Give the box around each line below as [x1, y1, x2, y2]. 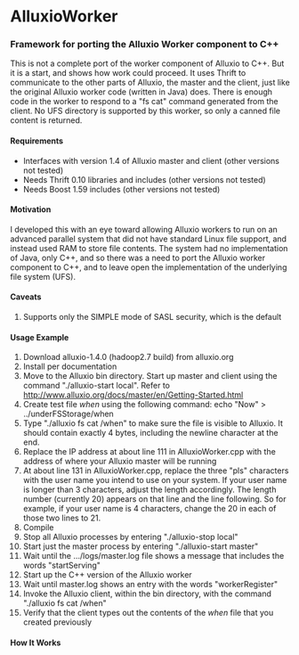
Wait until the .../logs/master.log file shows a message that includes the [22, 551, 285, 561]
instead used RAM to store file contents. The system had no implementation [10, 242, 288, 253]
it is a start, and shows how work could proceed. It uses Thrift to [10, 68, 246, 78]
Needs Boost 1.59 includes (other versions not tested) [22, 184, 221, 194]
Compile [22, 522, 54, 533]
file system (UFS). [10, 271, 77, 282]
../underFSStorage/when [22, 408, 114, 420]
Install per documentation [22, 361, 117, 372]
